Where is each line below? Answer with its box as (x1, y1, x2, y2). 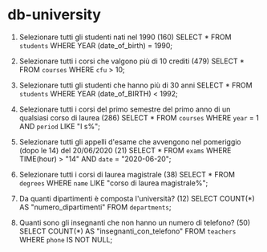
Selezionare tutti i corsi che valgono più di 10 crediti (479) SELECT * (18, 56, 245, 66)
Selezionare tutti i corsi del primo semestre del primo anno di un (18, 104, 231, 114)
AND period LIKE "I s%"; (18, 121, 101, 131)
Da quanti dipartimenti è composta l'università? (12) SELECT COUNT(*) (18, 193, 256, 203)
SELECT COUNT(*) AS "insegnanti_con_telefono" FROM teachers (18, 226, 237, 236)
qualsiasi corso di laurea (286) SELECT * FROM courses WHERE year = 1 (18, 112, 260, 122)
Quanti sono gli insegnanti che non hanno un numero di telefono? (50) (18, 217, 251, 227)
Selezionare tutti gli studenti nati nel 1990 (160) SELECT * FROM (18, 32, 232, 42)
